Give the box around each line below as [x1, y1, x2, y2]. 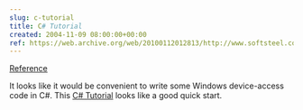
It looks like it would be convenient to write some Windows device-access [9, 80, 284, 91]
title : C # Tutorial [9, 22, 83, 31]
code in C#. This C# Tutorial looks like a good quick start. [9, 90, 223, 101]
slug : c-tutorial [9, 13, 75, 23]
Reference [9, 63, 48, 74]
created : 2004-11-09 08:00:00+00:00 [9, 30, 147, 39]
